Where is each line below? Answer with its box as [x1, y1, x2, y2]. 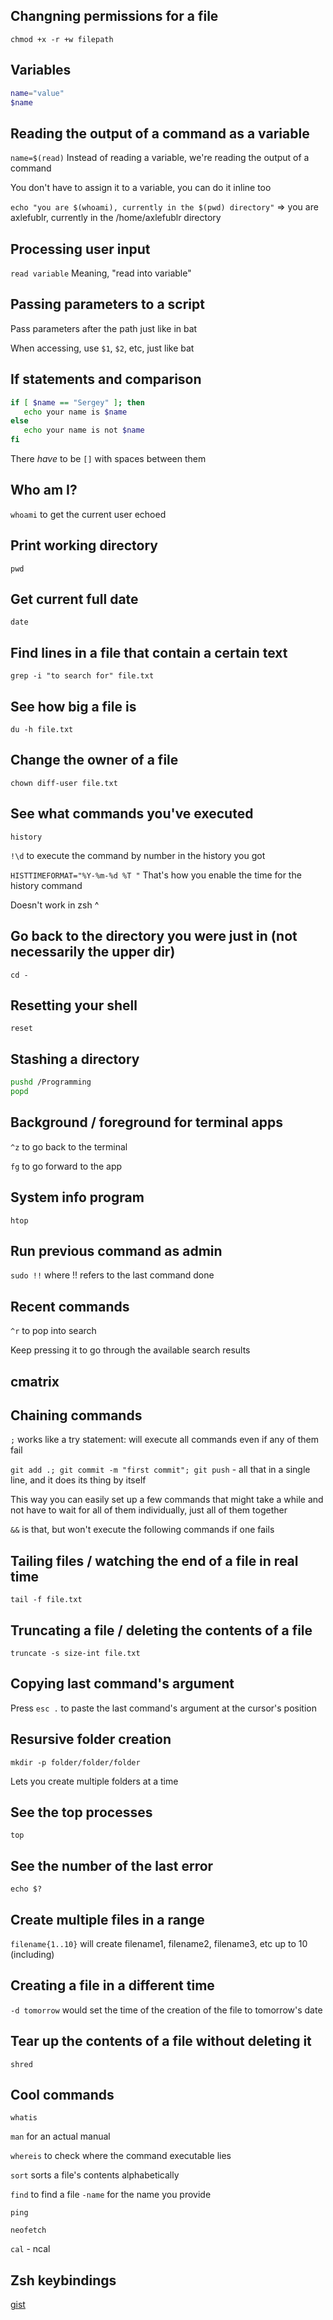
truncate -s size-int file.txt [10, 1648, 141, 1658]
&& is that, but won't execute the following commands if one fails [10, 1524, 275, 1536]
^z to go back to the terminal [10, 1140, 128, 1153]
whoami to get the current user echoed [10, 508, 167, 520]
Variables [10, 62, 72, 79]
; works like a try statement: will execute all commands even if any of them [10, 1434, 320, 1446]
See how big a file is [10, 698, 137, 715]
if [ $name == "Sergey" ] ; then [10, 397, 145, 408]
